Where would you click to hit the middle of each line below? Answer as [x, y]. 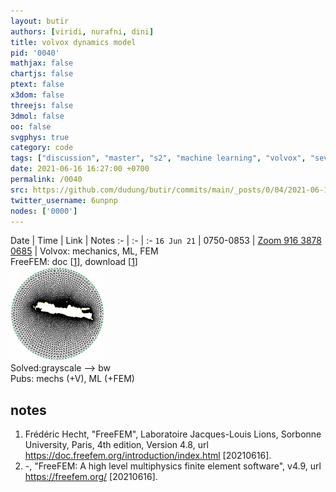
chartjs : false [42, 74]
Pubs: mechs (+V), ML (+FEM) [72, 379]
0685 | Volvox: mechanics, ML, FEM [84, 251]
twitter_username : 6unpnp [64, 200]
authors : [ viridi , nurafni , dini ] [82, 31]
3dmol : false [37, 116]
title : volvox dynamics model [73, 42]
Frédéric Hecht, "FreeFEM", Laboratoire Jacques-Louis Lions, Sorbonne [173, 434]
